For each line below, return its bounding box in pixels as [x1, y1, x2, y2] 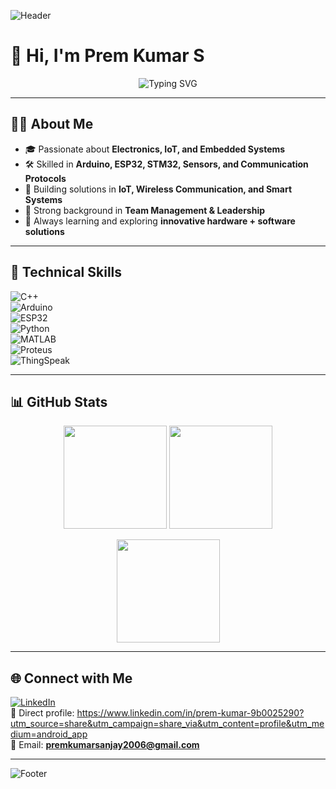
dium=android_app [10, 728, 88, 740]
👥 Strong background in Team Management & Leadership [24, 204, 266, 216]
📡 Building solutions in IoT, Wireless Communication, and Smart [24, 183, 293, 195]
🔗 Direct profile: [10, 707, 75, 719]
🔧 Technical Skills [10, 264, 123, 281]
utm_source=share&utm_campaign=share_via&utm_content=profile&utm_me [10, 718, 325, 730]
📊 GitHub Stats [10, 393, 108, 410]
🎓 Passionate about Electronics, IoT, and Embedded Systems [24, 143, 286, 155]
